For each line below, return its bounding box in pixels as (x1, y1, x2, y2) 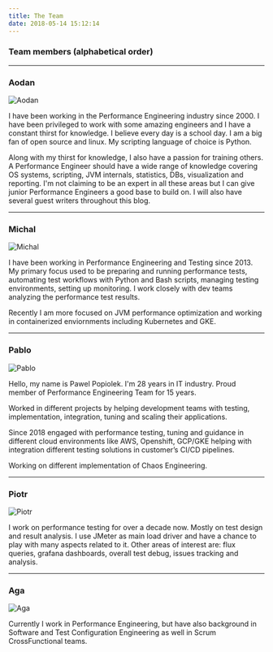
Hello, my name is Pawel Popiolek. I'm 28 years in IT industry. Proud (8, 378, 236, 388)
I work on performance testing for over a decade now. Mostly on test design (8, 522, 263, 532)
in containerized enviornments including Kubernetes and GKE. (8, 317, 217, 326)
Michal (8, 224, 37, 235)
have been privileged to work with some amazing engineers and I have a (8, 119, 251, 130)
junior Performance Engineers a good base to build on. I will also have (8, 188, 242, 197)
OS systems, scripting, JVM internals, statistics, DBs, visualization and (8, 170, 244, 179)
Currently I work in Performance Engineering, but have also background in (8, 619, 258, 629)
